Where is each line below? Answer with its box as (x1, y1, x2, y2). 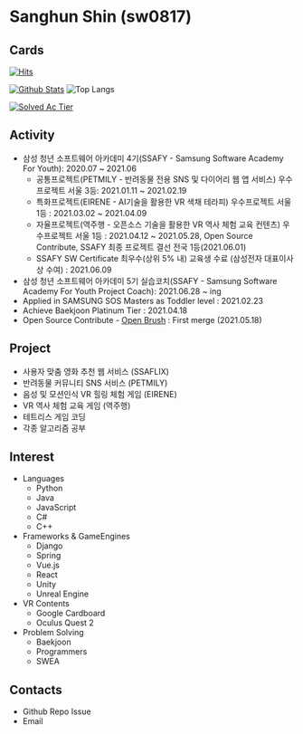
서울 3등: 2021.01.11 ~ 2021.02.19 (67, 185, 187, 195)
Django (35, 540, 63, 551)
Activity (9, 128, 56, 143)
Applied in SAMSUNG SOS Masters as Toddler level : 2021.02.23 (22, 295, 264, 306)
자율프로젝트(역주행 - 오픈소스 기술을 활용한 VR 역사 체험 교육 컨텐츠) (35, 219, 280, 230)
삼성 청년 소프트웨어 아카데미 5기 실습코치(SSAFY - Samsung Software (22, 275, 278, 286)
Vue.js (35, 559, 61, 571)
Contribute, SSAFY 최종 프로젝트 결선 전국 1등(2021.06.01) (35, 242, 247, 253)
